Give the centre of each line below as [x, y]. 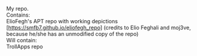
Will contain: [22, 40]
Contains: [18, 15]
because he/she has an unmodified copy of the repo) [73, 34]
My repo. [18, 9]
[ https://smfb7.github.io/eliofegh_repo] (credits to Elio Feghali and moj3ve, [99, 27]
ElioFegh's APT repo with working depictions [62, 21]
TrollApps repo [25, 46]
